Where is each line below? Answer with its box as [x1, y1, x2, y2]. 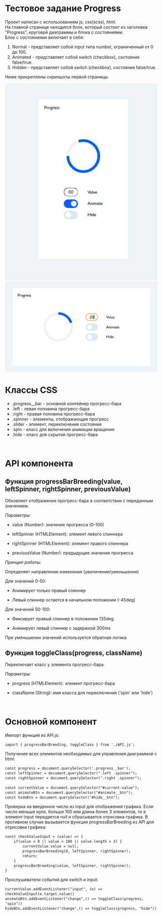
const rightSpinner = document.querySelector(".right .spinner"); [5, 775, 142, 781]
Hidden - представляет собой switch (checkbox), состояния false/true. [12, 64, 157, 70]
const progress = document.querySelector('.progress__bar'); [5, 766, 131, 771]
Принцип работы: [5, 559, 42, 566]
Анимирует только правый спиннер [12, 588, 86, 594]
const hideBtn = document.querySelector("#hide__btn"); [5, 795, 120, 800]
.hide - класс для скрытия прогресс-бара [12, 432, 98, 437]
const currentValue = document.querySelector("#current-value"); [5, 785, 139, 790]
